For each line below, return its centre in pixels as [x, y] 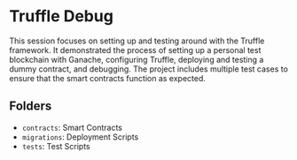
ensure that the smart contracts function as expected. [108, 78]
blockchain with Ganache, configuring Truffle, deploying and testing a [137, 59]
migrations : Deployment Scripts [80, 137]
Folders [31, 107]
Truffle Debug [61, 16]
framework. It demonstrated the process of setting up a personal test [135, 50]
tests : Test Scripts [56, 146]
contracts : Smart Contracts [72, 127]
